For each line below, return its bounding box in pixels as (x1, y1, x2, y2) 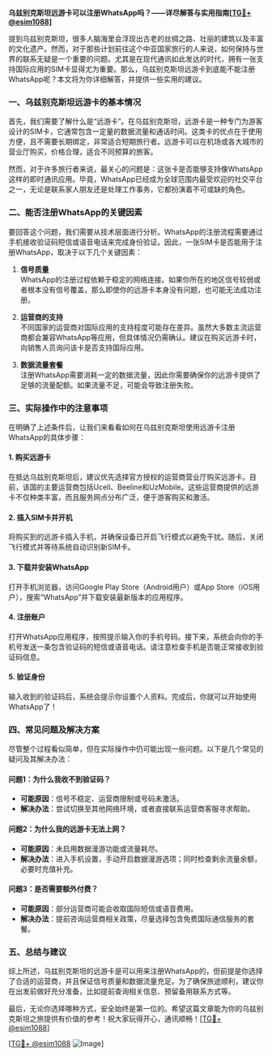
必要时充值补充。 (19, 864, 78, 873)
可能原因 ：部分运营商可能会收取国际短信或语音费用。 (19, 903, 198, 913)
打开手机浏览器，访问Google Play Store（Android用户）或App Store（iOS (8, 582, 253, 592)
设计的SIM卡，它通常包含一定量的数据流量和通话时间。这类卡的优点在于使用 (8, 127, 263, 136)
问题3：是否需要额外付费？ (8, 884, 99, 894)
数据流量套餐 (19, 360, 63, 369)
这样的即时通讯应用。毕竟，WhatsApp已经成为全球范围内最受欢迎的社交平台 (8, 175, 263, 184)
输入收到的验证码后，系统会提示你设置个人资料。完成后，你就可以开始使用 (8, 692, 257, 701)
